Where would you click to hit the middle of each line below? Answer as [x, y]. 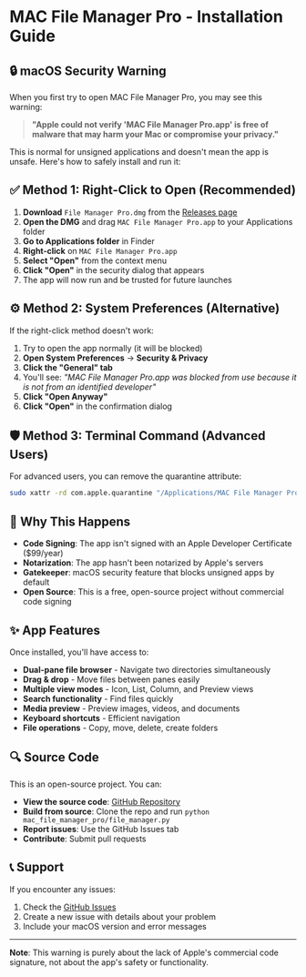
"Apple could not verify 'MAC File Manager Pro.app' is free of [150, 124]
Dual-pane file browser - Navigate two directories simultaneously [147, 669]
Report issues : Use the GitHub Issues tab [101, 829]
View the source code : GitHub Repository [101, 801]
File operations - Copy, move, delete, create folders [120, 728]
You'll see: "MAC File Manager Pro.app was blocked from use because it [160, 377]
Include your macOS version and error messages [114, 926]
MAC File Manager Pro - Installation [147, 17]
